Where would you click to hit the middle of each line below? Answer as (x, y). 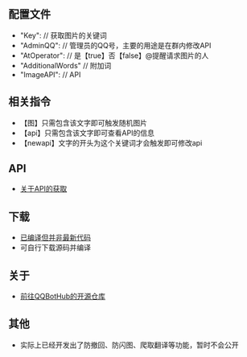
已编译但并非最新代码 (55, 238)
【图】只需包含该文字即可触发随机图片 (83, 122)
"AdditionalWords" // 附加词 (66, 65)
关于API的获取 (43, 189)
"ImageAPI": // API (50, 74)
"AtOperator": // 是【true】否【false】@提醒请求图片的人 (114, 55)
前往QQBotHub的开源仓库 (63, 297)
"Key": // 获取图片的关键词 (63, 35)
